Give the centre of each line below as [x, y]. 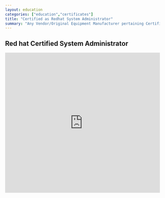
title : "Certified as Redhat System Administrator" [59, 19]
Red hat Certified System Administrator [67, 43]
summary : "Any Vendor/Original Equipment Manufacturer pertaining [74, 23]
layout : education [24, 10]
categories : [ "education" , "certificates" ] [49, 14]
